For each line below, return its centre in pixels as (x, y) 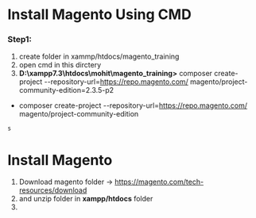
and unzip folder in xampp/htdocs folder (86, 199)
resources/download (53, 190)
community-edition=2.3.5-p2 (66, 90)
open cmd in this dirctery (60, 65)
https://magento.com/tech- (159, 182)
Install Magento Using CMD (99, 15)
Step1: (20, 40)
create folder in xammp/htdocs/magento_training (99, 56)
